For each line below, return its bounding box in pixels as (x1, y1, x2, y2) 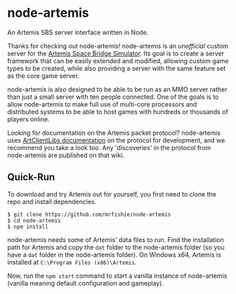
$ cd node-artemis (7, 217, 61, 224)
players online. (7, 114, 50, 123)
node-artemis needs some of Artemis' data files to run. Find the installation (7, 235, 225, 243)
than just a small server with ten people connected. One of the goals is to (7, 93, 219, 101)
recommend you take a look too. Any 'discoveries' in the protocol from (7, 143, 211, 152)
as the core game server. (7, 72, 79, 80)
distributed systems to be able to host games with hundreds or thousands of (7, 107, 228, 116)
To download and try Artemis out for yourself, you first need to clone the (7, 189, 216, 198)
